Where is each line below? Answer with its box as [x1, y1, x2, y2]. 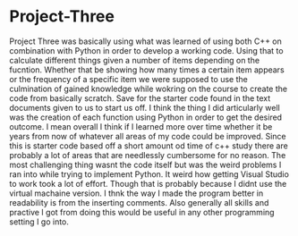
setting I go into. [9, 216, 70, 227]
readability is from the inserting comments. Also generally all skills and [9, 197, 269, 207]
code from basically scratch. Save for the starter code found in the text [9, 92, 271, 104]
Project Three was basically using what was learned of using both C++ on [9, 36, 282, 46]
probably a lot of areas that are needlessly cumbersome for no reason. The [9, 149, 286, 160]
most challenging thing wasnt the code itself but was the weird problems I [9, 159, 282, 170]
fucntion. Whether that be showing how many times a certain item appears [9, 64, 285, 75]
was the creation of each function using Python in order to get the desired [9, 112, 283, 122]
